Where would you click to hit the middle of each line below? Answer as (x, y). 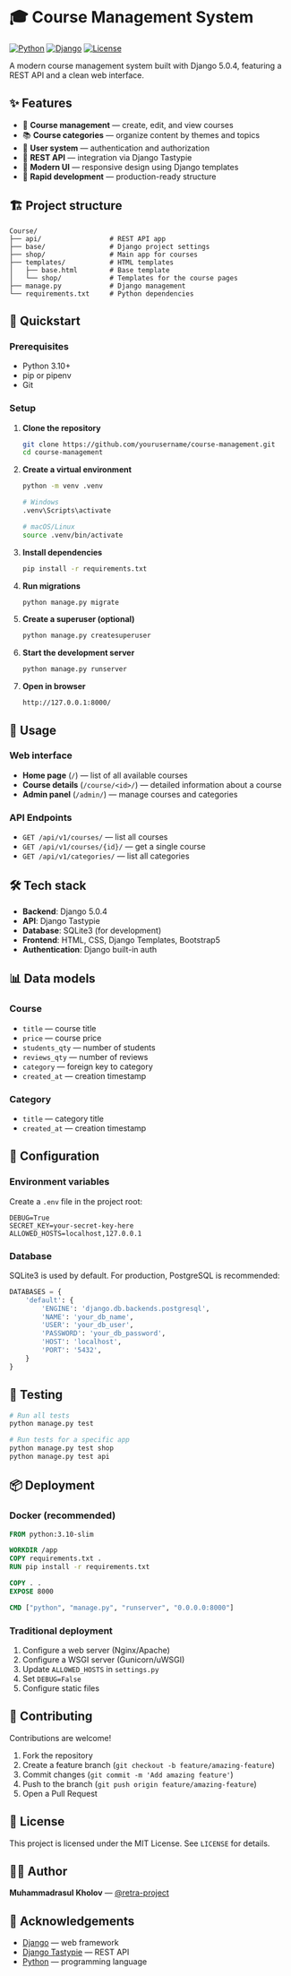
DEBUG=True (30, 1218)
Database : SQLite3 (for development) (92, 930)
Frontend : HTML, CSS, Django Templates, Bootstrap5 (121, 940)
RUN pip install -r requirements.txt (80, 1567)
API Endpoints (41, 817)
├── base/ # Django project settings (110, 246)
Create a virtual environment (77, 470)
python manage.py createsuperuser (86, 636)
